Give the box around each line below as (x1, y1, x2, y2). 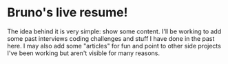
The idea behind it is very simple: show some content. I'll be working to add (7, 27, 222, 35)
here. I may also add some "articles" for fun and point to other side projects (7, 42, 222, 50)
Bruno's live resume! (7, 5, 128, 20)
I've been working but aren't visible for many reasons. (7, 49, 160, 57)
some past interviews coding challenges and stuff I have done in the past (7, 34, 215, 42)
